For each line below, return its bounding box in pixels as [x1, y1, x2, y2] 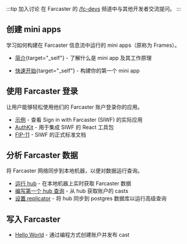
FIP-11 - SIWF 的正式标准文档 [14, 131, 87, 138]
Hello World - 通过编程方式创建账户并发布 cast [14, 231, 130, 239]
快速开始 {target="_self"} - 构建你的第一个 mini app [14, 67, 140, 74]
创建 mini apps [6, 25, 61, 35]
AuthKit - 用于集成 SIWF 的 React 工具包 [14, 123, 114, 131]
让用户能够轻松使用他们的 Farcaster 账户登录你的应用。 [6, 103, 143, 110]
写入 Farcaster [6, 214, 61, 224]
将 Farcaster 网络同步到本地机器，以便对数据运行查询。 [6, 167, 143, 174]
